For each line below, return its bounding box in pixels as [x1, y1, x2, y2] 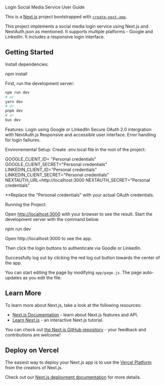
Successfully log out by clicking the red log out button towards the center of [5, 255, 160, 260]
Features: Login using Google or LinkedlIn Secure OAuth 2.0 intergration [5, 126, 152, 132]
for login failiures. [5, 137, 41, 143]
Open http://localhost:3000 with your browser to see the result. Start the [5, 211, 153, 217]
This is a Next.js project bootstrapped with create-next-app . [5, 14, 127, 19]
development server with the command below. [5, 216, 100, 222]
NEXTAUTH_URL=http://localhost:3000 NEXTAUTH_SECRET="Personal [5, 177, 150, 183]
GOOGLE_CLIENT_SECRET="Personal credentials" [5, 161, 108, 167]
